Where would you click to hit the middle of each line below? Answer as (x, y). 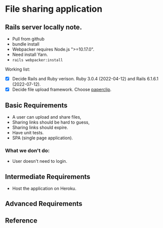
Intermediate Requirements (48, 177)
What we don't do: (27, 151)
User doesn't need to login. (40, 161)
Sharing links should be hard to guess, (51, 122)
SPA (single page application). (43, 138)
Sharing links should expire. (40, 127)
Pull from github (28, 39)
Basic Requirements (36, 105)
